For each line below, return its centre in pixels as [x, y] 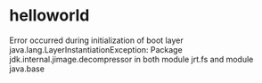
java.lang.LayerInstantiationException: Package [96, 49]
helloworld [49, 16]
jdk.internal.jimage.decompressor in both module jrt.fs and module [131, 59]
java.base [27, 69]
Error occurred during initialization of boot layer [97, 40]
